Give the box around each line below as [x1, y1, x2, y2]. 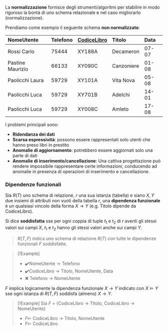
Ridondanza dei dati [12, 131, 55, 137]
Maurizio [7, 66, 28, 72]
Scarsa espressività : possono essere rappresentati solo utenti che [12, 137, 150, 142]
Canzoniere [111, 63, 139, 69]
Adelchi [111, 91, 130, 98]
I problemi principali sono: [5, 122, 59, 127]
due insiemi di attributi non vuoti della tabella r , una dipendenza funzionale [5, 198, 160, 204]
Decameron [111, 48, 140, 55]
